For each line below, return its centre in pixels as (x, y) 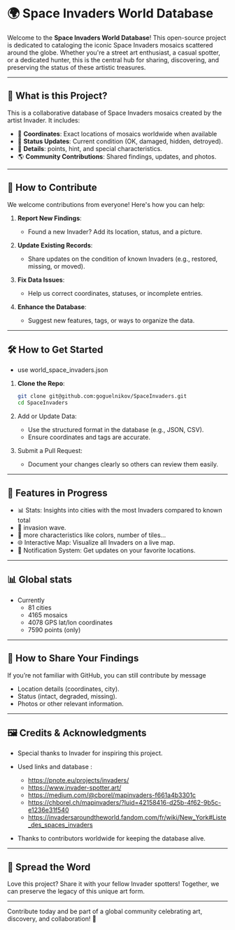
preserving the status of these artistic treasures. (77, 67)
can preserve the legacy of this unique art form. (76, 892)
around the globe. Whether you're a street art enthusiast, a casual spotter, (114, 52)
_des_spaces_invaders (60, 825)
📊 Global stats (40, 580)
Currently (31, 600)
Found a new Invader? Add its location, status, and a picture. (115, 231)
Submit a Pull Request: (50, 451)
